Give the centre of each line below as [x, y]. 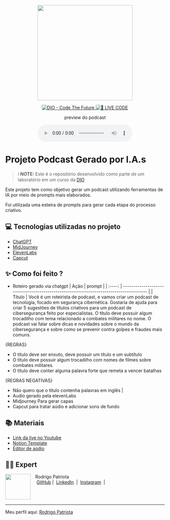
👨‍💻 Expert [21, 464]
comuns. [22, 334]
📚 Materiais [25, 423]
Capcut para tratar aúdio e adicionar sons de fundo [66, 406]
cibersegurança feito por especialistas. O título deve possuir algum [82, 313]
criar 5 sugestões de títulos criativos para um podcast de [72, 308]
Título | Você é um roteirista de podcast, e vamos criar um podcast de [85, 297]
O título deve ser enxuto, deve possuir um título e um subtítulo [77, 354]
